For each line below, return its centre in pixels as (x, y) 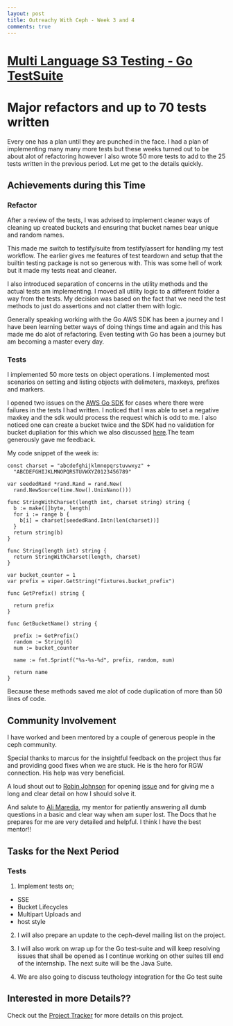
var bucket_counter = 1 (42, 575)
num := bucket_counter (46, 648)
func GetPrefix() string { (46, 594)
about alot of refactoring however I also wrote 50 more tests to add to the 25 (116, 156)
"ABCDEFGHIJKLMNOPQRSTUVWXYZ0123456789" (72, 472)
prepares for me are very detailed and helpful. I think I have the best (104, 822)
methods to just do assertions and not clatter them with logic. (95, 306)
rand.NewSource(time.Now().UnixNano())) (72, 490)
